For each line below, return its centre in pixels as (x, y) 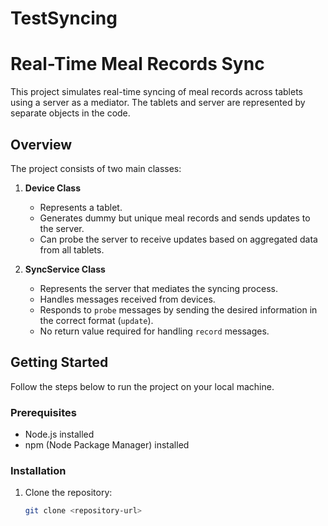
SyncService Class (65, 269)
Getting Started (59, 362)
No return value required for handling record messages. (154, 331)
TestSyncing (64, 18)
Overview (41, 144)
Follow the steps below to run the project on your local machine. (142, 386)
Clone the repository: (68, 493)
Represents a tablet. (81, 207)
